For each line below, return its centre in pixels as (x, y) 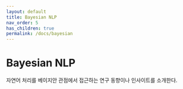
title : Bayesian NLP (32, 17)
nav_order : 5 (22, 23)
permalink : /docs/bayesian (40, 34)
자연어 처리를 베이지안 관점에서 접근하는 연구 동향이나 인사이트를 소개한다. (92, 80)
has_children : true (30, 28)
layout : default (26, 12)
